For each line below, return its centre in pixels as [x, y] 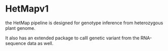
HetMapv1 [27, 9]
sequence [16, 43]
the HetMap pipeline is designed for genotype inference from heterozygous [84, 23]
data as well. [40, 43]
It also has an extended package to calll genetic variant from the [72, 38]
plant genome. [20, 28]
